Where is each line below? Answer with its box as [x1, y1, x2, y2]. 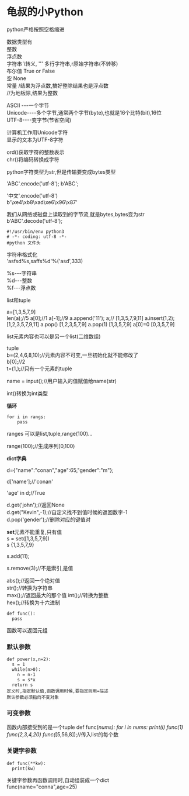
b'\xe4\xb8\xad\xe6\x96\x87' [6, 198, 78, 205]
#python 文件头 [6, 240, 41, 246]
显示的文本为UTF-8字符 [6, 136, 64, 143]
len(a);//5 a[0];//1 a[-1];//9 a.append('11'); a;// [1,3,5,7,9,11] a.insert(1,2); [6, 314, 175, 322]
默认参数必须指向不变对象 [6, 694, 59, 701]
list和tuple [6, 297, 31, 304]
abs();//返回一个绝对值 [6, 577, 61, 584]
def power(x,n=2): [6, 656, 51, 663]
